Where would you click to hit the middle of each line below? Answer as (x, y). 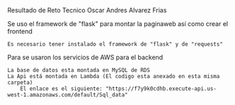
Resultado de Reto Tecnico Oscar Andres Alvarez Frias (87, 10)
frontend (20, 31)
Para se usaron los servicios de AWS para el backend (85, 57)
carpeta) (20, 82)
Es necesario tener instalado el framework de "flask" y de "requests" (115, 44)
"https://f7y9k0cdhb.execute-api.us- (161, 89)
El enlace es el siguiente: (61, 89)
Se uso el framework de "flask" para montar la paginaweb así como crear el (118, 24)
